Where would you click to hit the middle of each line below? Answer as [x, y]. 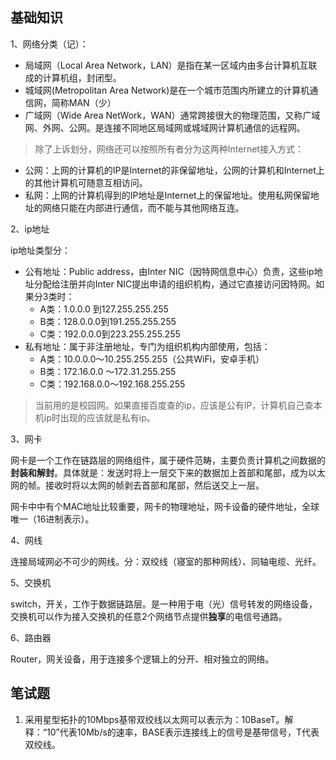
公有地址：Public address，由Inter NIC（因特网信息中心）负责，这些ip [169, 271]
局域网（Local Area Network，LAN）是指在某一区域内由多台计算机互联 [171, 65]
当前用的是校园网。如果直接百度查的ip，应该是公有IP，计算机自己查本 [178, 405]
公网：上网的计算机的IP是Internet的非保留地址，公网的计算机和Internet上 [174, 170]
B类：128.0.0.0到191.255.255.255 [108, 321]
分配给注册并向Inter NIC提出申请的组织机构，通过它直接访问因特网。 [175, 284]
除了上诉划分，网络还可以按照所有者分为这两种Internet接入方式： [169, 149]
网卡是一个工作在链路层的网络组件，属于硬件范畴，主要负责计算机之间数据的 [168, 460]
